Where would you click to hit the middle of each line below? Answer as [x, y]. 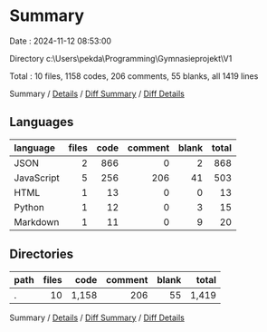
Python [29, 207]
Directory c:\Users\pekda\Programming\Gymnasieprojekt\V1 [121, 58]
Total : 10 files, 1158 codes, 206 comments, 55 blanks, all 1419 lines [134, 76]
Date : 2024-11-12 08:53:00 [60, 41]
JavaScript [37, 178]
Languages [42, 122]
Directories [42, 254]
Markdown [37, 221]
